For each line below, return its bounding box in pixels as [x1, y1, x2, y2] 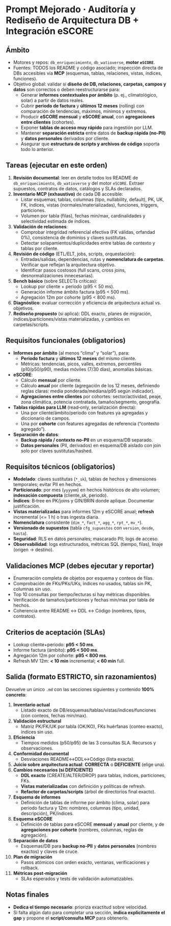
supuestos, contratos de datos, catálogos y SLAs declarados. [13, 185, 142, 191]
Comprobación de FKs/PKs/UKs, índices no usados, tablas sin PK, [13, 581, 152, 587]
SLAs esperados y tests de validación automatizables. [20, 875, 134, 881]
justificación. [13, 503, 40, 510]
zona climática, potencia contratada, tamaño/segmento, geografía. [20, 399, 161, 405]
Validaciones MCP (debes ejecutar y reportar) [6, 561, 154, 570]
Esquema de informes [13, 794, 61, 800]
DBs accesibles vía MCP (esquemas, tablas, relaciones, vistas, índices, [13, 70, 162, 76]
